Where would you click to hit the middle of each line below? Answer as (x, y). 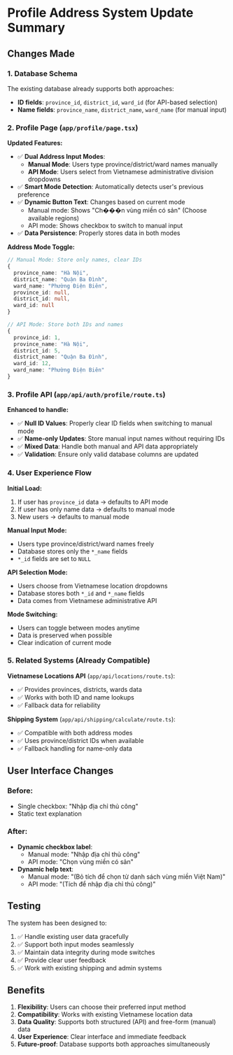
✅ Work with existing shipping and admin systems (90, 968)
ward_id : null (34, 306)
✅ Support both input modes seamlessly (76, 944)
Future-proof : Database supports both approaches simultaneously (114, 1045)
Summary (36, 28)
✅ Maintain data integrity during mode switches (86, 952)
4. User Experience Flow (50, 473)
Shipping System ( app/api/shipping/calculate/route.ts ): (92, 719)
